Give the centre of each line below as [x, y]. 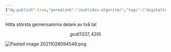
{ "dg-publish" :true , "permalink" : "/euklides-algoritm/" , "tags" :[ [75, 10]
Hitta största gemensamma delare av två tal [51, 24]
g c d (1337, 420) [85, 34]
